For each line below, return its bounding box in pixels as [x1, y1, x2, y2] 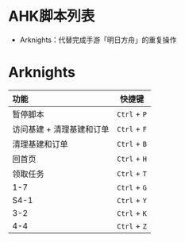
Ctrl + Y [116, 194, 147, 206]
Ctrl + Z [116, 220, 147, 231]
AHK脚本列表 [8, 7, 95, 25]
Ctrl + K [116, 207, 147, 218]
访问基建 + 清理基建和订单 [12, 124, 110, 135]
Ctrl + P [116, 108, 147, 119]
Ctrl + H [116, 152, 147, 163]
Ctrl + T [116, 167, 147, 179]
